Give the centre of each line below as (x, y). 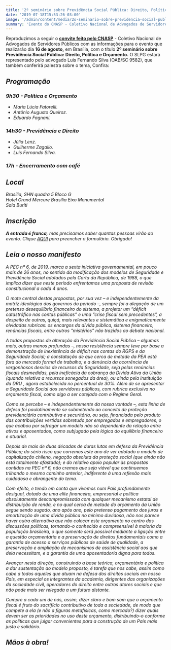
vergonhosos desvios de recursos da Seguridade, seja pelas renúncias (80, 367)
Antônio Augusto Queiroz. (40, 112)
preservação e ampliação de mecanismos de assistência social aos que (82, 548)
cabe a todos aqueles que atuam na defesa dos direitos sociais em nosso (83, 573)
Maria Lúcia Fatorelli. (35, 106)
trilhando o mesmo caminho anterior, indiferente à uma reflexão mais (78, 473)
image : (13, 19)
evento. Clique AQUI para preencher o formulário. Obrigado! (69, 238)
